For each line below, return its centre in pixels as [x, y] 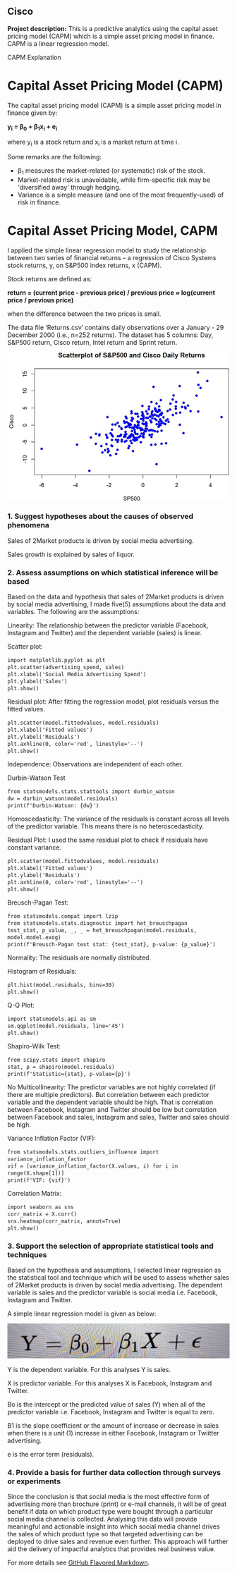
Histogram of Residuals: [42, 972]
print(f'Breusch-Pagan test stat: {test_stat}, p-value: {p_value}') [112, 945]
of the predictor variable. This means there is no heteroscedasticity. [106, 826]
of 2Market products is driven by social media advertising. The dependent [115, 1285]
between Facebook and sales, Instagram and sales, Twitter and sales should [118, 1118]
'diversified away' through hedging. [69, 188]
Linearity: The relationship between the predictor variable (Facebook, [108, 625]
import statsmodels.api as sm [52, 1019]
